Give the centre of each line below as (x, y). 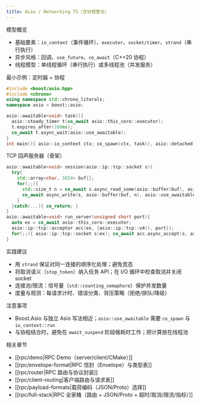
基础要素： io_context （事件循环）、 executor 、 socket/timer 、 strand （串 (103, 42)
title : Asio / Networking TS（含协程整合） (58, 12)
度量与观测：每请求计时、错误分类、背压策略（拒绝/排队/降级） (92, 292)
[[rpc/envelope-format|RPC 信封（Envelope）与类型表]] (83, 365)
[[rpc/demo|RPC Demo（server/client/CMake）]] (74, 357)
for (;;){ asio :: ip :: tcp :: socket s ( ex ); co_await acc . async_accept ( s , (99, 233)
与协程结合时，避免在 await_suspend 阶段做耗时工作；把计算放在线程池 (101, 332)
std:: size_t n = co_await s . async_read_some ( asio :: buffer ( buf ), (103, 189)
